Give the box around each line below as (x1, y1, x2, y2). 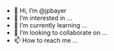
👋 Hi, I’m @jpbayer (13, 7, 67, 14)
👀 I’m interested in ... (13, 14, 73, 22)
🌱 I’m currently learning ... (13, 21, 88, 29)
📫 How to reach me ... (13, 37, 78, 44)
